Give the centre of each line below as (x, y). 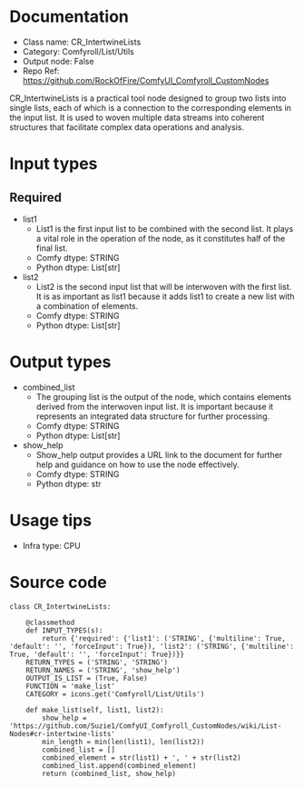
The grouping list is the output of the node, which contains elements (164, 396)
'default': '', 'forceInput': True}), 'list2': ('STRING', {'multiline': (152, 646)
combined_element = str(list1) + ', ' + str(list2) (142, 757)
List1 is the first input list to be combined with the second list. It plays (165, 228)
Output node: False (58, 61)
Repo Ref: (41, 71)
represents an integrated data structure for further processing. (153, 416)
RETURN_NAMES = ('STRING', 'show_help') (103, 670)
